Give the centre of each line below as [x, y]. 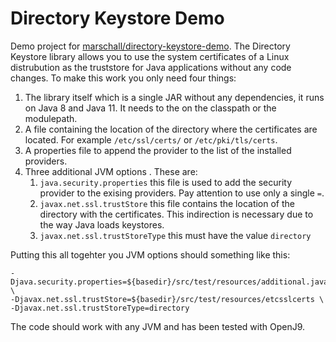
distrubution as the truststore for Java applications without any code [151, 67]
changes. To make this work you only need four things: [123, 78]
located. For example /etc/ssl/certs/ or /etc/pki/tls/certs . [151, 139]
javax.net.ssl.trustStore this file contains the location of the [167, 203]
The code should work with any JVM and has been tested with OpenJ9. [158, 326]
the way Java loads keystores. [102, 224]
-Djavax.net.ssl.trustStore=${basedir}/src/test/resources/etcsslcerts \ [167, 299]
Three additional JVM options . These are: [111, 171]
